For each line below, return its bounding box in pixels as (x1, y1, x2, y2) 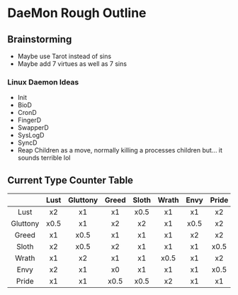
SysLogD (17, 131, 45, 140)
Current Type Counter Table (7, 174, 133, 186)
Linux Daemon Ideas (7, 77, 79, 87)
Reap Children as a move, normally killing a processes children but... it (17, 146, 223, 155)
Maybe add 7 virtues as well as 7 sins (17, 60, 127, 68)
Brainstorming (7, 33, 72, 45)
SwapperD (17, 123, 49, 132)
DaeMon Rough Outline (7, 5, 147, 21)
